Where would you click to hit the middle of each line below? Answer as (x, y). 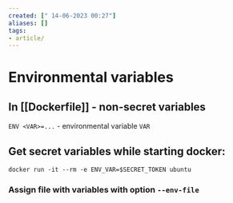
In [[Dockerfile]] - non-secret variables (107, 107)
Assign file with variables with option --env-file (104, 189)
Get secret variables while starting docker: (117, 151)
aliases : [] (28, 23)
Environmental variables (91, 78)
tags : (17, 30)
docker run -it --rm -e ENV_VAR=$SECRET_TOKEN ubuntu (100, 170)
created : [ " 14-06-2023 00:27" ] (62, 16)
